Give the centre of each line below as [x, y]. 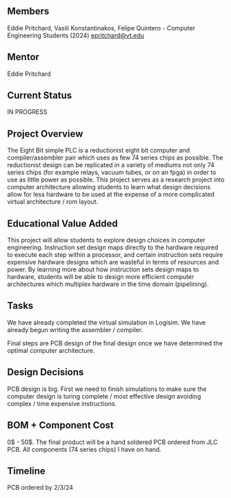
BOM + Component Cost [60, 425]
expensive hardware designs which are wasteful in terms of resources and [113, 262]
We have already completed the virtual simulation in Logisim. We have [107, 322]
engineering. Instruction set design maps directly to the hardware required [113, 247]
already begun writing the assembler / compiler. [75, 329]
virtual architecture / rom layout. [53, 202]
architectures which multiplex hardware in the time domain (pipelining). [108, 284]
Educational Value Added [63, 223]
